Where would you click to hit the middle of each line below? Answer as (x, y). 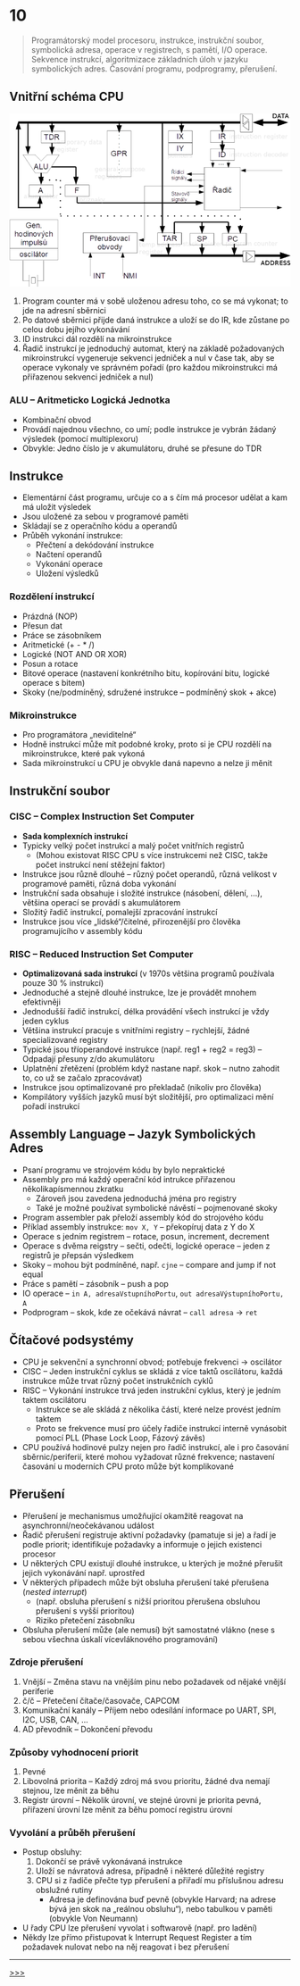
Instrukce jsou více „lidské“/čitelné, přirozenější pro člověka (131, 922)
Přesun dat (42, 625)
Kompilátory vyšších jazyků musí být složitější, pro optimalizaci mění (148, 1097)
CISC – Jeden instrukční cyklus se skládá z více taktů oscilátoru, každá (152, 1371)
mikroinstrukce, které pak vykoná (83, 754)
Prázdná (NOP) (50, 616)
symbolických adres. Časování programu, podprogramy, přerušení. (154, 69)
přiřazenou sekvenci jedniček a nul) (87, 377)
